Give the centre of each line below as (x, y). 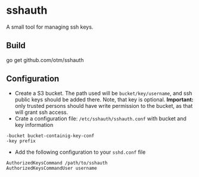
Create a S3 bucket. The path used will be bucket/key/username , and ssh (103, 93)
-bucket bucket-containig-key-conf (50, 136)
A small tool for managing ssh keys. (50, 27)
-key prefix (21, 141)
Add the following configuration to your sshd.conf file (80, 152)
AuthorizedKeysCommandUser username (52, 168)
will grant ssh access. (41, 112)
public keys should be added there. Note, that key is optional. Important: (104, 100)
